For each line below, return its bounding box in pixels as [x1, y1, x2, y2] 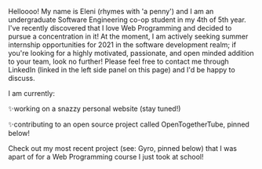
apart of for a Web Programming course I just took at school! [8, 152, 204, 161]
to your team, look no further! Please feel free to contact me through [8, 57, 229, 66]
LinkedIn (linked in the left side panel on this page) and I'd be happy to [8, 65, 235, 74]
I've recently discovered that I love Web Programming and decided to [8, 24, 232, 32]
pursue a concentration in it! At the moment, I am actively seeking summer [8, 31, 249, 41]
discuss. [8, 74, 35, 83]
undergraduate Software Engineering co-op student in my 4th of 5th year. [8, 15, 247, 24]
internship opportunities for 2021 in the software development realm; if [8, 40, 237, 50]
